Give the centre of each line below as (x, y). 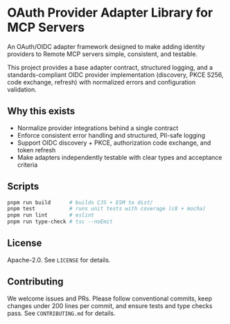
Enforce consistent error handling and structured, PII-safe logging (111, 135)
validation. (22, 89)
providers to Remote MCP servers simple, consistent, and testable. (103, 54)
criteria (27, 165)
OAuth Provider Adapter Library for (110, 13)
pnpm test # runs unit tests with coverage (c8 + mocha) (107, 209)
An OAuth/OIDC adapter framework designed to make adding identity (106, 46)
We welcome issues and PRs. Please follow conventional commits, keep (110, 298)
